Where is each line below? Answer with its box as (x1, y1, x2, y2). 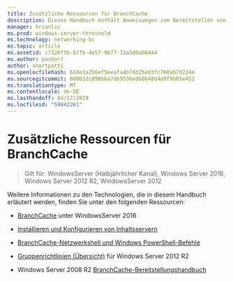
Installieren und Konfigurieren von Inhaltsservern (17, 224, 158, 233)
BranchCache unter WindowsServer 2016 (17, 211, 137, 219)
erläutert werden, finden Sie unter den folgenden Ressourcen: (7, 197, 186, 206)
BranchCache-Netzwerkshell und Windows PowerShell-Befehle (17, 238, 201, 247)
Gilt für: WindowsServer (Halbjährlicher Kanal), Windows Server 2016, (24, 169, 225, 178)
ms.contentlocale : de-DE (7, 88, 80, 95)
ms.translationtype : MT (7, 82, 77, 89)
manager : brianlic (7, 23, 61, 30)
